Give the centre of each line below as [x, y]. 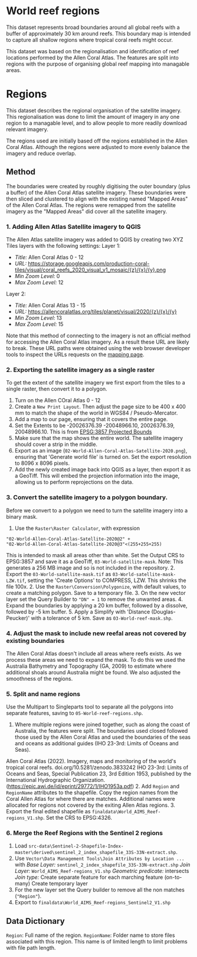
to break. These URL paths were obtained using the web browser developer [98, 348]
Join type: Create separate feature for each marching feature [89, 877]
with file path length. [31, 948]
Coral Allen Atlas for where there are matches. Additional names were [91, 799]
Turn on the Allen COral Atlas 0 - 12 [58, 400]
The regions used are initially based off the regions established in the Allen [97, 141]
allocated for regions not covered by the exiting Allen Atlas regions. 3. [91, 805]
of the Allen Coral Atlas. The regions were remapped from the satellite [91, 205]
